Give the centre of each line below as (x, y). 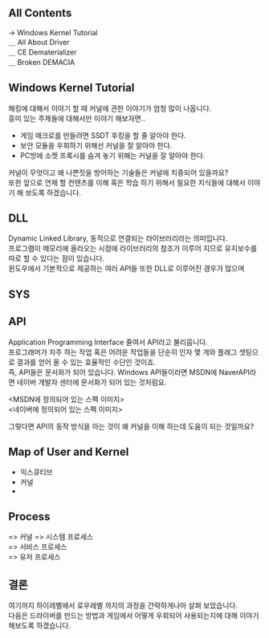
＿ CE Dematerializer (43, 52)
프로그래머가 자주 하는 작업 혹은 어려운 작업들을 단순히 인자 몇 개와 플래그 (123, 352)
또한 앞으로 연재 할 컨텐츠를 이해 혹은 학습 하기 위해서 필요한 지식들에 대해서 (127, 182)
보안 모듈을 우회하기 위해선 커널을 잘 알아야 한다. (96, 145)
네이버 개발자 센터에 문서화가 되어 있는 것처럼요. (92, 382)
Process (29, 516)
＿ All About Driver (39, 42)
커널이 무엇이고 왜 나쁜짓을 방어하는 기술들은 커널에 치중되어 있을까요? (118, 173)
